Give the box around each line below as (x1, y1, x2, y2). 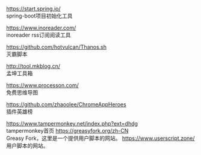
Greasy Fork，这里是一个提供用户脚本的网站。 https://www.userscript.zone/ (6, 135, 195, 142)
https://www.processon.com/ (6, 82, 79, 89)
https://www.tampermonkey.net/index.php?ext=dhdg (6, 120, 138, 127)
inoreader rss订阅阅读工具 (6, 31, 71, 38)
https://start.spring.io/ (6, 5, 61, 12)
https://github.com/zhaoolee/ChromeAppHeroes (6, 101, 126, 108)
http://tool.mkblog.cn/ (6, 62, 61, 70)
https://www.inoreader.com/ (6, 24, 76, 31)
